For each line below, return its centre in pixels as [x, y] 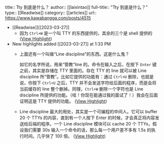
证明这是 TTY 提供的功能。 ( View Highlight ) [63, 101]
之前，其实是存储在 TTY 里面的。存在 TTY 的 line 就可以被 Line [83, 71]
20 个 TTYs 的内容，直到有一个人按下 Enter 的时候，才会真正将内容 [87, 118]
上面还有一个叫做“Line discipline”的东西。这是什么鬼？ [74, 54]
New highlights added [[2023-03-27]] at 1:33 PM [61, 44]
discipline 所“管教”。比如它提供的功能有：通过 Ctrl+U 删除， [80, 77]
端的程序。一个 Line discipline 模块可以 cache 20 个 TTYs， [93, 124]
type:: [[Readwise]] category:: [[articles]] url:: [51, 13]
